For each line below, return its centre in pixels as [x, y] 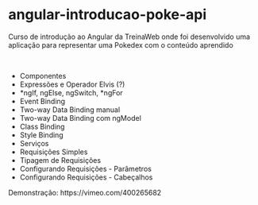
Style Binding [41, 135]
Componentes [43, 75]
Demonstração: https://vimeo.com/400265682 [85, 192]
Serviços [34, 143]
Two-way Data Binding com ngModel [80, 118]
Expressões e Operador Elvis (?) [72, 84]
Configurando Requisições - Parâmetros [86, 168]
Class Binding [42, 126]
